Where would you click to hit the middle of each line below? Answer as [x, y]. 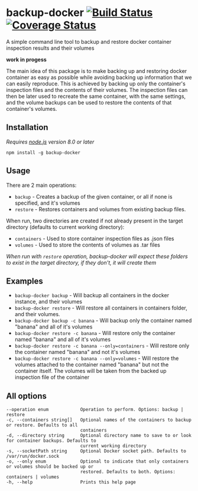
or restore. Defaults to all [42, 425]
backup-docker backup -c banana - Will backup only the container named [103, 321]
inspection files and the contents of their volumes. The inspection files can [97, 90]
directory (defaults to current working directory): [65, 227]
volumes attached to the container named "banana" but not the [92, 365]
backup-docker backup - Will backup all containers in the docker [92, 295]
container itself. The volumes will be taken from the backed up [90, 371]
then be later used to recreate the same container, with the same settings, [96, 96]
